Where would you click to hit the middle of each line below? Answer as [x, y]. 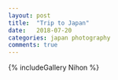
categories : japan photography [59, 38]
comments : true [33, 45]
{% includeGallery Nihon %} [54, 67]
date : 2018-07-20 [40, 30]
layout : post [29, 15]
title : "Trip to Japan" [49, 23]
